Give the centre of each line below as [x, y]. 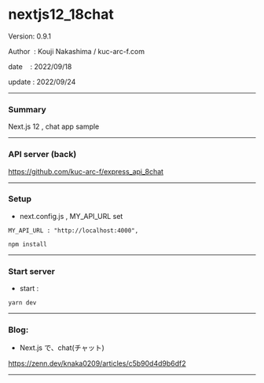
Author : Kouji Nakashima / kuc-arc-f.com [77, 51]
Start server [31, 271]
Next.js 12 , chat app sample [54, 126]
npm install [27, 244]
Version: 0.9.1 [30, 36]
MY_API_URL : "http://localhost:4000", [73, 230]
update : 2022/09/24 [42, 82]
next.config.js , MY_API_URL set [71, 216]
